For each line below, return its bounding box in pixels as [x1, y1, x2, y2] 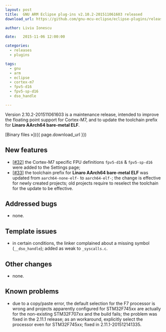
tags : [5, 61, 16, 66]
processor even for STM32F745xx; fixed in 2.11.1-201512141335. [12, 321, 142, 327]
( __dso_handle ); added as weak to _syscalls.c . [12, 245, 108, 251]
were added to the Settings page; [12, 164, 81, 170]
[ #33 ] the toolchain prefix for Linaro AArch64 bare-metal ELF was [12, 169, 149, 176]
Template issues [5, 227, 57, 236]
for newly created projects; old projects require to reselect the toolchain [12, 180, 159, 186]
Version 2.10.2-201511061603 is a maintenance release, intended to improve [5, 111, 159, 117]
